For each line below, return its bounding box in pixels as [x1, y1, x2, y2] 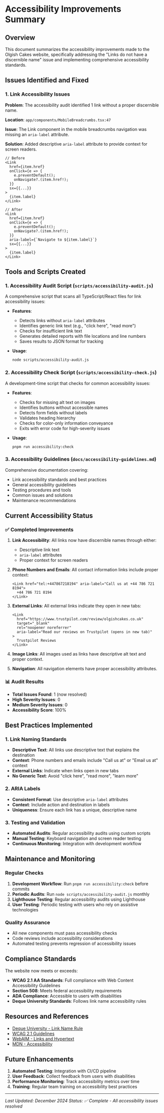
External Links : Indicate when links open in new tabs [12, 768, 119, 774]
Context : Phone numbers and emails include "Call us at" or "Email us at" [12, 758, 158, 763]
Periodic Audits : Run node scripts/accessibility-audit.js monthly [12, 891, 150, 897]
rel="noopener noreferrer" [17, 625, 72, 631]
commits [12, 886, 30, 892]
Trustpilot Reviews [17, 638, 56, 643]
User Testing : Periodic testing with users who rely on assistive [12, 901, 138, 908]
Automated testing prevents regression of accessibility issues [12, 940, 136, 946]
